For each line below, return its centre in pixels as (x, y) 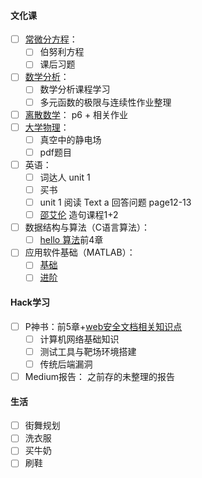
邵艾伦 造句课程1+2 (79, 215)
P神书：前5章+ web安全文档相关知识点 (103, 326)
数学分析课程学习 (75, 89)
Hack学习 (30, 302)
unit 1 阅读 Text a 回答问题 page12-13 (115, 202)
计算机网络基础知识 (79, 339)
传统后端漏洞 (66, 364)
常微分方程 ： (51, 39)
